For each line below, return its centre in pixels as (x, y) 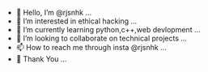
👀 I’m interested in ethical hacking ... (76, 21)
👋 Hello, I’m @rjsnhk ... (54, 13)
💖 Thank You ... (41, 59)
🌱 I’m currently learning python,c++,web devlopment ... (108, 30)
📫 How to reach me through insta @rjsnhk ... (91, 47)
